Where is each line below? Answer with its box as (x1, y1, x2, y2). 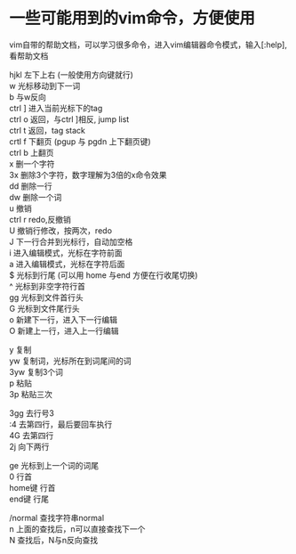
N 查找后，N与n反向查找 (9, 534, 99, 545)
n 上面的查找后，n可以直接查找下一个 (9, 523, 146, 534)
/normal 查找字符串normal (9, 512, 105, 523)
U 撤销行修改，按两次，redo (9, 224, 113, 236)
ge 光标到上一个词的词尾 (9, 460, 100, 470)
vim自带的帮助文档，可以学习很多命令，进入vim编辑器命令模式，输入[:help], (9, 39, 287, 50)
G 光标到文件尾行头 (9, 303, 80, 314)
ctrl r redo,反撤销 (9, 214, 71, 224)
